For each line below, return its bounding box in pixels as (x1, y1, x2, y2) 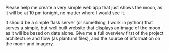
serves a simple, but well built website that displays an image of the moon (5, 25, 161, 31)
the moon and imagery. (5, 41, 54, 47)
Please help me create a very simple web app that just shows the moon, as (5, 5, 163, 10)
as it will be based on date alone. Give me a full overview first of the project (5, 30, 164, 36)
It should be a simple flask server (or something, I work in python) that (5, 20, 153, 25)
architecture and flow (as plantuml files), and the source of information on (5, 35, 161, 41)
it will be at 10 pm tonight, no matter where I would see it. (5, 10, 125, 16)
